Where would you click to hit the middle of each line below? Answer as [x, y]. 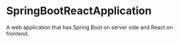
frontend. [18, 33]
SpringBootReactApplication [79, 11]
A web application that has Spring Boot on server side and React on [89, 27]
